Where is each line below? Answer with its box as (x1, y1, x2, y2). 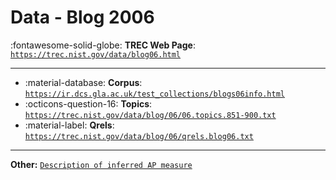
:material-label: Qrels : (24, 119, 115, 131)
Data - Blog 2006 (10, 6, 155, 29)
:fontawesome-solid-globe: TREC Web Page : (10, 39, 196, 51)
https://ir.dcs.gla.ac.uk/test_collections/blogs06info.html (24, 89, 286, 99)
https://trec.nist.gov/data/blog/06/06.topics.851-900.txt (24, 110, 277, 120)
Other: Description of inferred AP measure (10, 158, 193, 170)
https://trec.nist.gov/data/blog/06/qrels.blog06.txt (24, 131, 254, 141)
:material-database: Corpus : (24, 76, 143, 88)
